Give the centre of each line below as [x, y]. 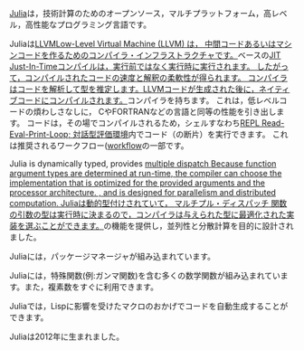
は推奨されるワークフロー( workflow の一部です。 [99, 146]
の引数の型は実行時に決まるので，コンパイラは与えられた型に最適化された [148, 214]
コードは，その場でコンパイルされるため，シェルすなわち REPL [143, 123]
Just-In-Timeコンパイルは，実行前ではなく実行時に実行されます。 [132, 66]
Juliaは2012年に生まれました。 [67, 336]
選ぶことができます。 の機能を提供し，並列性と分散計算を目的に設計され [159, 226]
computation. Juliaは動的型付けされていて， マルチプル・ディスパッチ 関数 [148, 203]
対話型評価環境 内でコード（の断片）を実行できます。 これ [180, 134]
